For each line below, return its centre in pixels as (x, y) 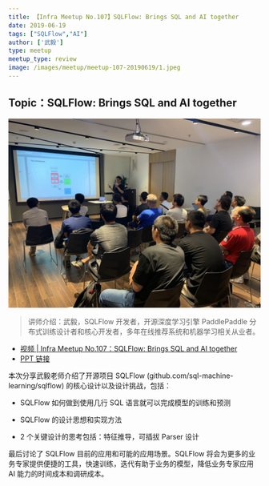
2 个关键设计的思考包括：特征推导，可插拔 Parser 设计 (110, 436)
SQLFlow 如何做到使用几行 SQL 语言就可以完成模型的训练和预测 (125, 402)
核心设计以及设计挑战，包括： (122, 385)
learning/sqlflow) (36, 385)
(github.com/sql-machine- (190, 376)
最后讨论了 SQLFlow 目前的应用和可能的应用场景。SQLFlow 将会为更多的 (128, 453)
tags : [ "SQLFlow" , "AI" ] (48, 34)
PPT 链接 (35, 358)
